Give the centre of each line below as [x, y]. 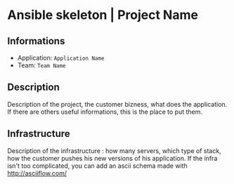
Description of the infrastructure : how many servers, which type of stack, [114, 150]
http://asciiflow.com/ [37, 173]
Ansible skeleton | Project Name [103, 15]
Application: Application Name [61, 58]
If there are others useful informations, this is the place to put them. [105, 112]
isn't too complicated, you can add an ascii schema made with [97, 166]
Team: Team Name [41, 65]
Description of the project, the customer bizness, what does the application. [117, 104]
